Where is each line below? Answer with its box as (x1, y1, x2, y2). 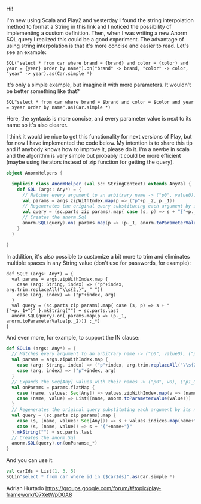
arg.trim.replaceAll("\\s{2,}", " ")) (6, 286, 103, 293)
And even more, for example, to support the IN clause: (6, 334, 140, 341)
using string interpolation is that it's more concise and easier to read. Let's (6, 42, 190, 49)
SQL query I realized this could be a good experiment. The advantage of (6, 36, 184, 43)
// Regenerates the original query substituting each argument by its (11, 407, 191, 413)
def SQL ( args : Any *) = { (17, 186, 82, 193)
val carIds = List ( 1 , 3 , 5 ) (6, 468, 77, 475)
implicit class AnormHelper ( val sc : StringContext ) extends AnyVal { (11, 181, 191, 187)
